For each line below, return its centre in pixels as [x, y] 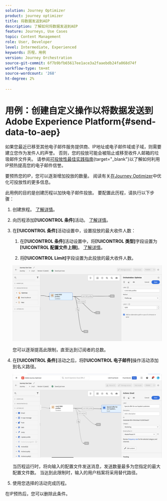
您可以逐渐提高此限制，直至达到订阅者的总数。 [60, 350]
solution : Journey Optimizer [35, 10]
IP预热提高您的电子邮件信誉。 [36, 165]
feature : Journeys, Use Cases [37, 32]
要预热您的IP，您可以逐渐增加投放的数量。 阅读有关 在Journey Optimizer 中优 [83, 176]
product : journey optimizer [34, 16]
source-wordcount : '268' [31, 74]
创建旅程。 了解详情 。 [35, 209]
